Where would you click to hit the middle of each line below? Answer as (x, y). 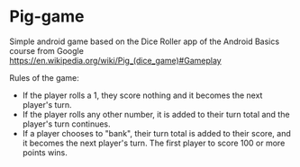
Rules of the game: (44, 77)
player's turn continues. (66, 124)
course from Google (46, 50)
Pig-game (47, 17)
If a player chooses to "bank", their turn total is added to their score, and (156, 133)
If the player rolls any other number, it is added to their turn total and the (156, 114)
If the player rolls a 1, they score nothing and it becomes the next (142, 95)
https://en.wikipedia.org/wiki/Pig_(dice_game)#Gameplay (116, 60)
